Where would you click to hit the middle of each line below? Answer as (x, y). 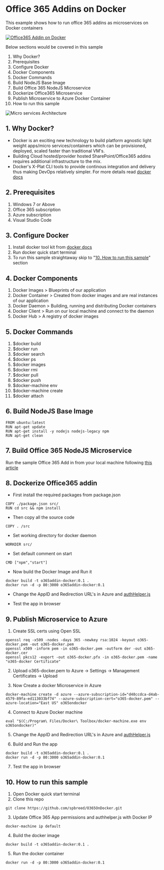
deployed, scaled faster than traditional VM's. (59, 150)
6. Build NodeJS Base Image (49, 411)
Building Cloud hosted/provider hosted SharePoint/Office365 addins (82, 156)
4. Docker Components (42, 278)
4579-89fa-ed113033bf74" (31, 699)
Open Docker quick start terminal (46, 794)
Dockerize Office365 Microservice (47, 93)
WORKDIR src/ (19, 544)
